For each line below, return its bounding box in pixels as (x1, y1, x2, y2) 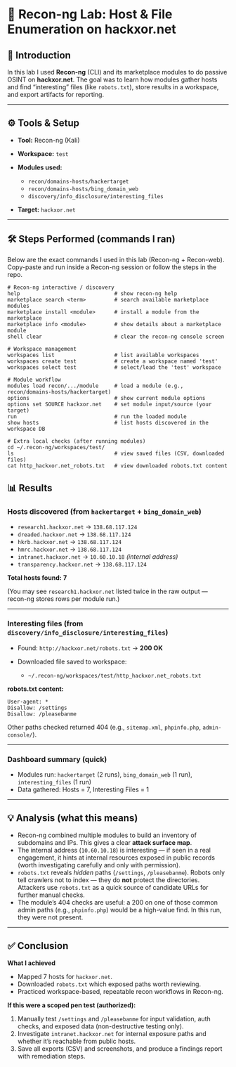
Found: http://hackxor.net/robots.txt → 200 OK (17, 643, 163, 652)
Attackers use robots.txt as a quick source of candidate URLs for (17, 883, 209, 891)
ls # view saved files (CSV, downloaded (7, 450, 225, 457)
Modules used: (17, 163, 63, 172)
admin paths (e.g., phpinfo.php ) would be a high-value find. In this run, (17, 905, 222, 914)
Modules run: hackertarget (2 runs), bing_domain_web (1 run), (17, 770, 193, 779)
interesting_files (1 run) (17, 777, 92, 786)
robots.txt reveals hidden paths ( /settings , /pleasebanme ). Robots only (17, 868, 225, 877)
